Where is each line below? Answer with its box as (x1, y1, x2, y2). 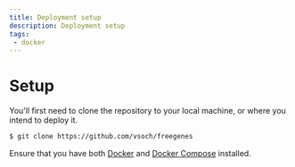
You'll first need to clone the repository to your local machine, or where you (9, 106, 287, 116)
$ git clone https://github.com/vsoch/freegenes (9, 132, 193, 141)
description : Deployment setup (9, 21, 126, 30)
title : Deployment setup (9, 12, 102, 22)
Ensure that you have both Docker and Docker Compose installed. (9, 148, 251, 159)
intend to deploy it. (9, 115, 78, 125)
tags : (9, 29, 29, 38)
